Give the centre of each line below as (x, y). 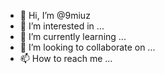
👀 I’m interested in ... (62, 26)
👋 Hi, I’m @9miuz (55, 15)
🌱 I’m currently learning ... (73, 36)
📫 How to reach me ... (66, 58)
